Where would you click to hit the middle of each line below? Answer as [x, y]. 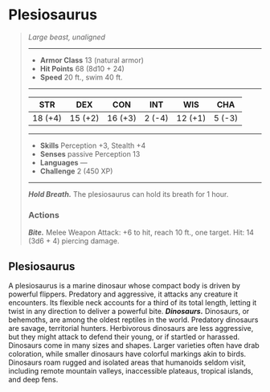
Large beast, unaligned [67, 37]
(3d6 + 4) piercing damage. [74, 241]
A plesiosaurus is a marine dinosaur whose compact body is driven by [125, 286]
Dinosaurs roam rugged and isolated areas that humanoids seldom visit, [127, 362]
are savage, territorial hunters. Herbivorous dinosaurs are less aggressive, [131, 329]
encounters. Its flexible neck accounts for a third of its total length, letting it [133, 303]
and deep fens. [33, 380]
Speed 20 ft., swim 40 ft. [81, 77]
